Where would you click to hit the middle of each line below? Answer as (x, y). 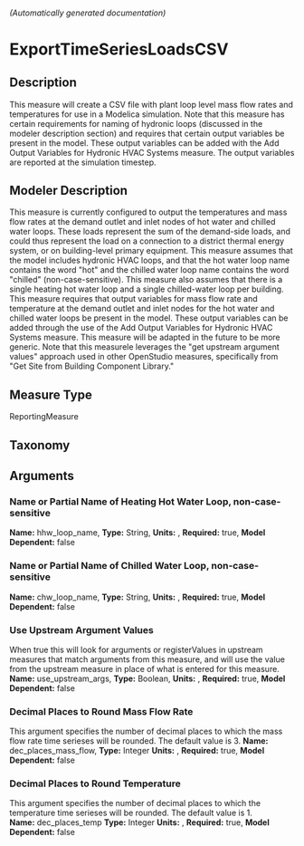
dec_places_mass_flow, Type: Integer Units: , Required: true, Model (137, 751)
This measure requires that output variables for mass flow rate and (133, 299)
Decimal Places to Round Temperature (95, 784)
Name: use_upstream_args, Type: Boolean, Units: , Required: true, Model (147, 678)
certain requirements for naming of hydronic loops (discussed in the (136, 123)
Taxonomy (40, 445)
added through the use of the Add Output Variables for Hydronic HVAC (141, 328)
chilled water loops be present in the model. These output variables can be (149, 318)
